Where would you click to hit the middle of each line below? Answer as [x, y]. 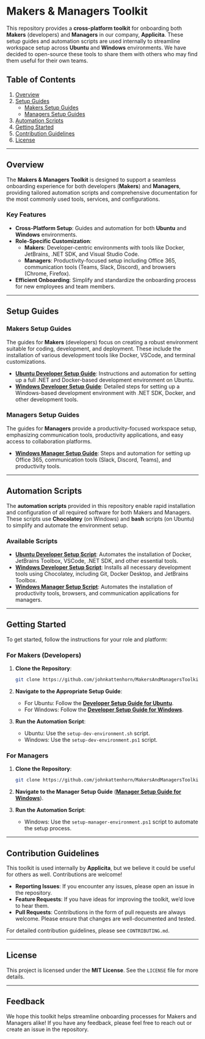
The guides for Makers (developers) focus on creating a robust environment [102, 342]
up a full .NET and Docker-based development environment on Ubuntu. [105, 380]
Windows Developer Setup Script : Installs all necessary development [103, 567]
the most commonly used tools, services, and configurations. [83, 199]
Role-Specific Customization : [53, 241]
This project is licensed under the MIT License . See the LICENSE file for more [102, 970]
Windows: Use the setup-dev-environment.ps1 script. [91, 739]
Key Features [27, 215]
